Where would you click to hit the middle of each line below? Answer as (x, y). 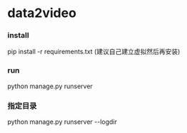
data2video (42, 13)
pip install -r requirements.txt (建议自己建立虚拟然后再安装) (94, 52)
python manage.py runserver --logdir (62, 122)
